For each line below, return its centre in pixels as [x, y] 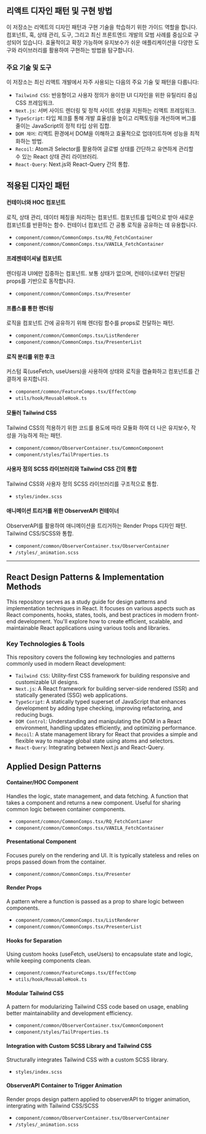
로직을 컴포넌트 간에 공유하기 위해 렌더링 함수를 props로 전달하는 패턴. [90, 323]
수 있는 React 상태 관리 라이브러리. [57, 157]
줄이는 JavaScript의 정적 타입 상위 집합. [63, 126]
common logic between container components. [66, 809]
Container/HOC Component [42, 782]
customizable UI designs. [47, 682]
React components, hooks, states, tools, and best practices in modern [95, 615]
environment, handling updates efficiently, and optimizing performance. [106, 728]
